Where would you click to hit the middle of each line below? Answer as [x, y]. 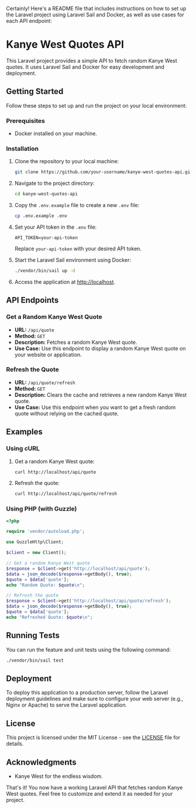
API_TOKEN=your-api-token [46, 237]
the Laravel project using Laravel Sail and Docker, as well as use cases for [95, 15]
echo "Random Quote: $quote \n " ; [45, 585]
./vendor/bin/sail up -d [45, 271]
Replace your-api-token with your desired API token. [78, 249]
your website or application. [48, 354]
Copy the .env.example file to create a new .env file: [77, 205]
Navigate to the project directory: [54, 183]
